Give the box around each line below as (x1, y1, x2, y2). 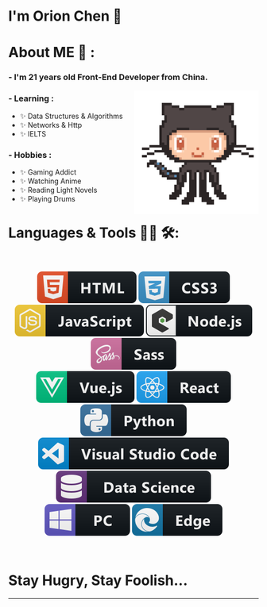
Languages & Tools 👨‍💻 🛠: (8, 224, 180, 242)
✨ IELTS (19, 129, 47, 138)
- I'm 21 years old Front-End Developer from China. (8, 71, 208, 83)
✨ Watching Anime (19, 176, 82, 186)
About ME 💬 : (8, 44, 95, 62)
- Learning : (8, 93, 54, 104)
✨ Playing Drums (19, 194, 75, 203)
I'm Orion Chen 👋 (8, 7, 122, 25)
